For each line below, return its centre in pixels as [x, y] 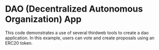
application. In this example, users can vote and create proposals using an [80, 38]
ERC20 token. [19, 43]
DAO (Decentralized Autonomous [74, 9]
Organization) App [43, 19]
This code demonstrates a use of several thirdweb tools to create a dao [77, 33]
